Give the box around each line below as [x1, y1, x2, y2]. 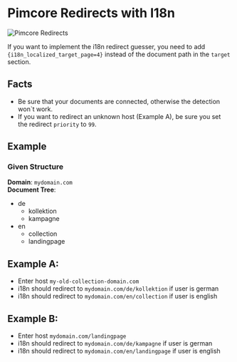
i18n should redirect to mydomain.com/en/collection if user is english [17, 292, 218, 301]
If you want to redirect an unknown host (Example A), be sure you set [17, 112, 221, 120]
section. [7, 57, 31, 66]
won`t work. [17, 105, 53, 113]
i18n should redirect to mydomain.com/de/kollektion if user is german [17, 284, 219, 293]
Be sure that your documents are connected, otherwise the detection [17, 97, 221, 105]
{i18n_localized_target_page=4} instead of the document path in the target [7, 50, 231, 58]
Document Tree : [7, 185, 56, 194]
